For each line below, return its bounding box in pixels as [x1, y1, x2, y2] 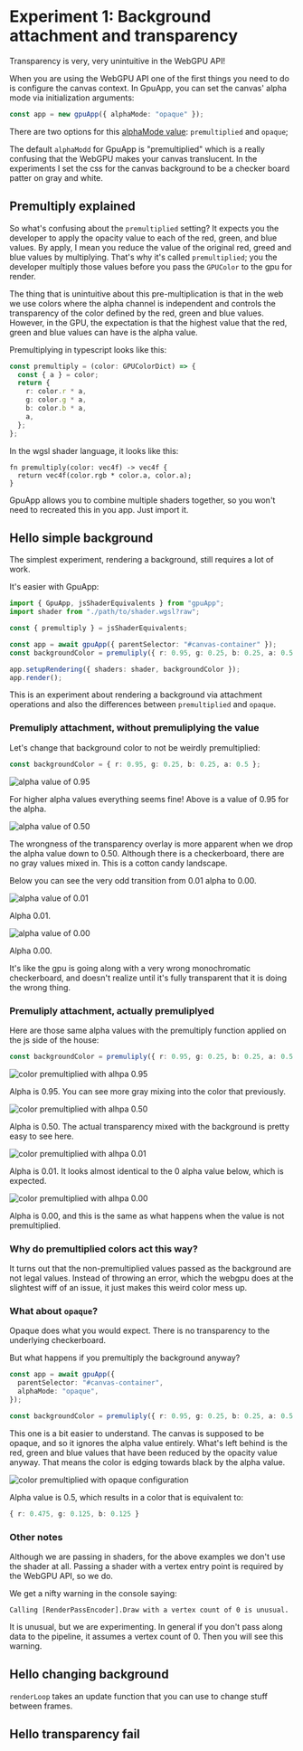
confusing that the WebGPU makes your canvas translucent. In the [9, 153, 258, 164]
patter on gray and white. [9, 172, 104, 183]
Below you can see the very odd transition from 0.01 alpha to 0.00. [9, 875, 257, 885]
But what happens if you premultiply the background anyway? [9, 1352, 241, 1363]
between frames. [9, 1700, 73, 1711]
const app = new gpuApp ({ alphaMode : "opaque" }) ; [9, 109, 204, 118]
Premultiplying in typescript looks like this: [9, 344, 167, 355]
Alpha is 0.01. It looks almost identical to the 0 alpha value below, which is [9, 1165, 284, 1177]
